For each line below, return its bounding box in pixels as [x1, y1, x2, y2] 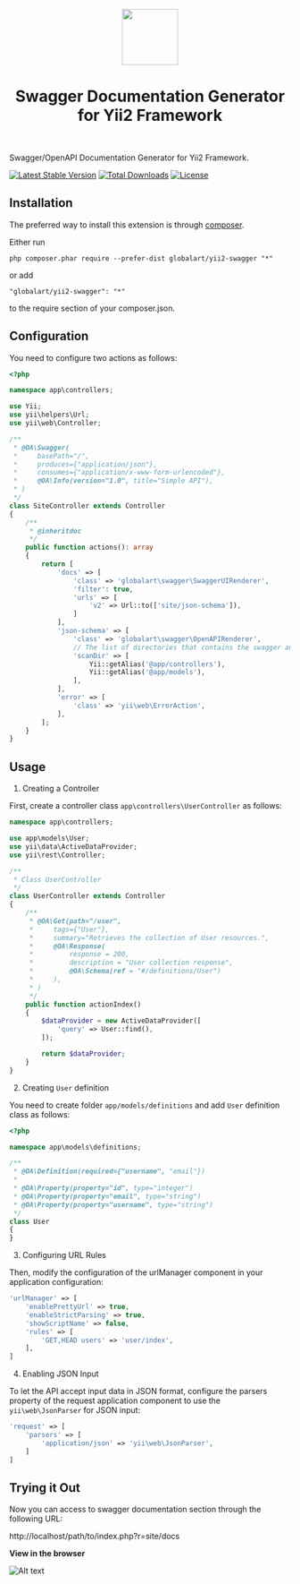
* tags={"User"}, [29, 925, 110, 934]
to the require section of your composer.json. [9, 303, 176, 313]
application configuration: [9, 1277, 104, 1288]
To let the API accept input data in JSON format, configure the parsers [9, 1386, 268, 1397]
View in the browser [9, 1548, 86, 1559]
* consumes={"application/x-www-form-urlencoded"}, [12, 468, 226, 477]
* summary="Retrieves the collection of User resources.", [29, 933, 270, 942]
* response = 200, [29, 950, 129, 959]
